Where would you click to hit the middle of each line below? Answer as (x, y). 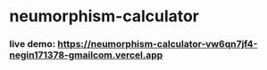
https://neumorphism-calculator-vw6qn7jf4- (158, 44)
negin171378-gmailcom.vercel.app (86, 55)
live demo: (33, 44)
